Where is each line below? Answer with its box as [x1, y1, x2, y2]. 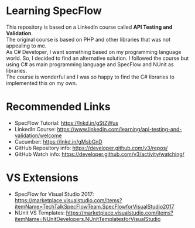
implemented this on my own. [6, 79, 77, 86]
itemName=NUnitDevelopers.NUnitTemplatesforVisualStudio [14, 215, 161, 222]
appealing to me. [6, 42, 47, 49]
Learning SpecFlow [6, 4, 102, 18]
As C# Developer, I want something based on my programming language [6, 48, 182, 55]
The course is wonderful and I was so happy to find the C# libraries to [6, 73, 175, 80]
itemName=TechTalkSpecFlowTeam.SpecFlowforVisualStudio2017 [14, 203, 175, 210]
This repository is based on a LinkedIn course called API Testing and [6, 23, 173, 30]
